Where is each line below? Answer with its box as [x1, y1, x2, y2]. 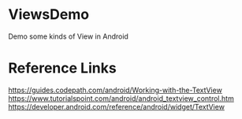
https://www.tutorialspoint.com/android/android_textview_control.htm [8, 93, 234, 103]
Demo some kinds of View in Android [8, 32, 128, 41]
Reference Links [8, 59, 117, 77]
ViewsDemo [8, 6, 89, 24]
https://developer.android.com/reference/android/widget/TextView [8, 102, 225, 111]
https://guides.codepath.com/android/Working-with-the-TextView [8, 85, 222, 95]
